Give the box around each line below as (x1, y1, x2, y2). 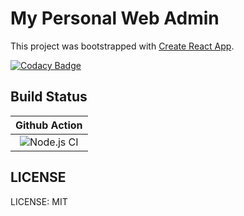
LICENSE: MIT (10, 195, 68, 207)
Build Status (10, 88, 88, 106)
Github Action (15, 118, 83, 132)
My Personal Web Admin (10, 7, 220, 30)
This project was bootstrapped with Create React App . (10, 40, 235, 52)
